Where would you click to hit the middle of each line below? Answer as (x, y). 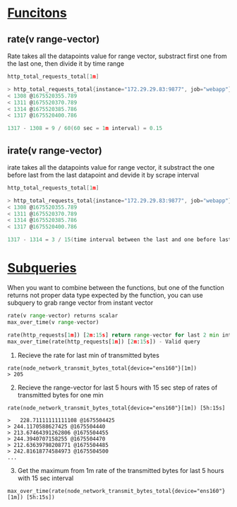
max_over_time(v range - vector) (53, 322)
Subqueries (42, 268)
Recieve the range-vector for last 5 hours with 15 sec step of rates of (117, 387)
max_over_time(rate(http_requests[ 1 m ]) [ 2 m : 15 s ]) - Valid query (104, 342)
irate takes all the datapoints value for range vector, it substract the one (111, 167)
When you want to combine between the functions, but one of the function (116, 287)
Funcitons (37, 13)
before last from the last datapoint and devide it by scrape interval (103, 175)
